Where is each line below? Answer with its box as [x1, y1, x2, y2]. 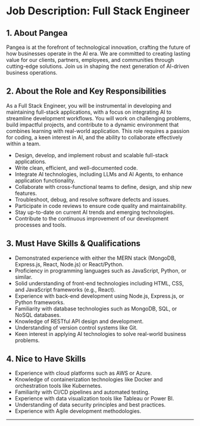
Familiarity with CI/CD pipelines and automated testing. [14, 388, 150, 396]
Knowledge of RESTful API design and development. [14, 318, 144, 325]
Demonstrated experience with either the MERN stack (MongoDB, [14, 254, 176, 262]
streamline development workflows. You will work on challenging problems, [6, 114, 192, 122]
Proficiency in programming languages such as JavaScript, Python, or [14, 267, 186, 274]
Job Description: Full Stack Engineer [6, 4, 190, 18]
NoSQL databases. [14, 311, 61, 318]
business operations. [6, 69, 58, 76]
